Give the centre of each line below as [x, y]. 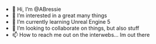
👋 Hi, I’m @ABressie [36, 9]
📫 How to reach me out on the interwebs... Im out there [81, 35]
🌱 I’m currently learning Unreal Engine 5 [61, 22]
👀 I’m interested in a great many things [59, 15]
